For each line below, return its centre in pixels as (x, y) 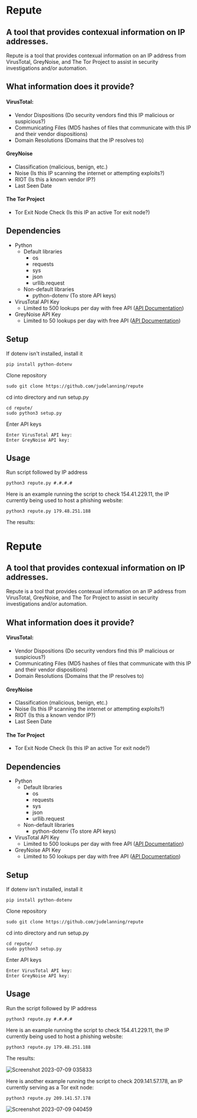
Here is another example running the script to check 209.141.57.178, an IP (94, 1081)
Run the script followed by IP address (52, 1008)
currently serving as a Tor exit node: (50, 1087)
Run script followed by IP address (47, 472)
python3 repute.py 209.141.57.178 (49, 1098)
